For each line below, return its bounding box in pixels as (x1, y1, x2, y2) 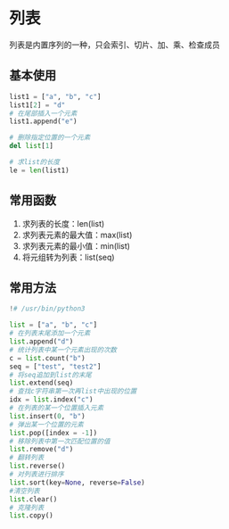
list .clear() (9, 494, 58, 504)
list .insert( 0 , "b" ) (9, 411, 86, 420)
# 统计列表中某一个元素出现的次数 (9, 345, 118, 354)
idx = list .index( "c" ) (9, 395, 94, 404)
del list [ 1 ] (9, 142, 53, 151)
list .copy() (9, 511, 53, 520)
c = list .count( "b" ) (9, 353, 86, 362)
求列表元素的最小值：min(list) (21, 240, 131, 251)
